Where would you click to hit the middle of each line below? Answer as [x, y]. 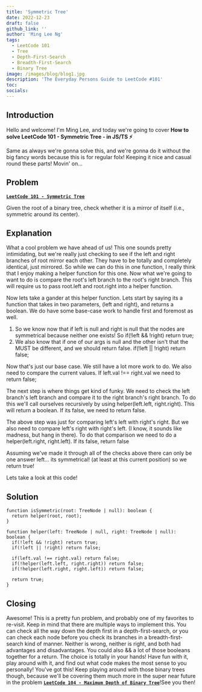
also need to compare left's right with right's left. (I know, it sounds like [94, 429]
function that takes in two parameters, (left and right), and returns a [90, 305]
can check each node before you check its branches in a [77, 637]
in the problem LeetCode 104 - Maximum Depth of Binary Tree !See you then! [101, 682]
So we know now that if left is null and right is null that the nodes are [100, 329]
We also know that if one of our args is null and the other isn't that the [102, 342]
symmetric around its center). [43, 214]
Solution [22, 497]
